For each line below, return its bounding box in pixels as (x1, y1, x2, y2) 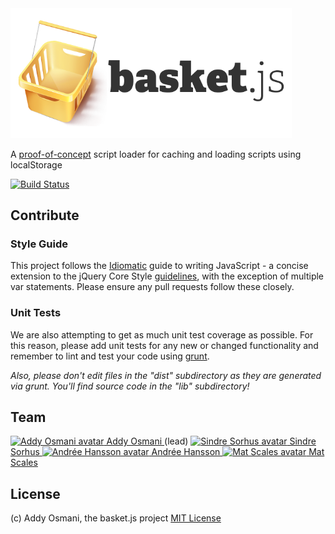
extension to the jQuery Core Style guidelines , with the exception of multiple (10, 270, 325, 282)
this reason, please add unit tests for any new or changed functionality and (10, 339, 319, 351)
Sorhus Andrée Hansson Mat (10, 446, 325, 458)
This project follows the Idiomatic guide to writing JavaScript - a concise (10, 260, 309, 272)
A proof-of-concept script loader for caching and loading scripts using (10, 148, 302, 160)
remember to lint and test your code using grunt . (10, 350, 210, 362)
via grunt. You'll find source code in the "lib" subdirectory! (10, 380, 250, 392)
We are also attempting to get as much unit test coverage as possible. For (10, 328, 314, 341)
